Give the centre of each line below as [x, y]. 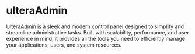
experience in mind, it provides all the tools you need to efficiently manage [96, 38]
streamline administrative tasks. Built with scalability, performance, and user [98, 32]
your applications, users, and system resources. [64, 45]
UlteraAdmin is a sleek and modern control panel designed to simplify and [95, 26]
